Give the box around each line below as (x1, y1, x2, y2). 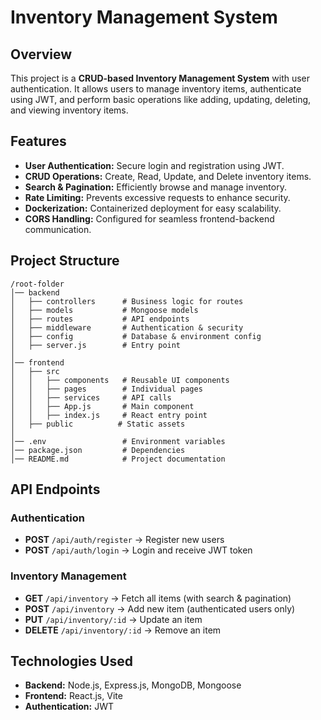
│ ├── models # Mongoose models (10, 305, 199, 315)
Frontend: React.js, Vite (24, 690, 123, 702)
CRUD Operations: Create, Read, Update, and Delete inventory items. (24, 170, 312, 182)
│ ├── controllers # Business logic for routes (10, 296, 244, 306)
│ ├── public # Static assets (10, 419, 186, 429)
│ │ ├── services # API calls (10, 392, 172, 403)
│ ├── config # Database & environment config (10, 331, 262, 341)
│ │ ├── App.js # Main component (10, 401, 195, 411)
